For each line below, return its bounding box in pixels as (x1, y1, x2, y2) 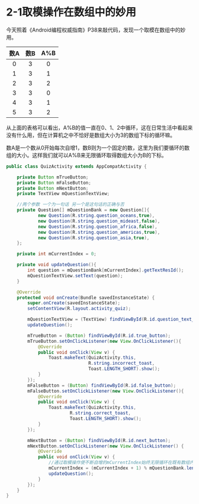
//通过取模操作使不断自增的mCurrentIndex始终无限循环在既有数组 (48, 459, 190, 466)
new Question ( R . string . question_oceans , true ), (37, 212, 155, 219)
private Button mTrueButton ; (17, 174, 89, 180)
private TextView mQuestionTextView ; (17, 191, 110, 197)
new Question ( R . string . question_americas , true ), (37, 229, 161, 235)
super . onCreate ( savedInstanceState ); (27, 300, 120, 306)
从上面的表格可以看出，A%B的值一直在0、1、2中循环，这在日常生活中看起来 (6, 124, 193, 131)
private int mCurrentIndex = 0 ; (17, 251, 97, 257)
